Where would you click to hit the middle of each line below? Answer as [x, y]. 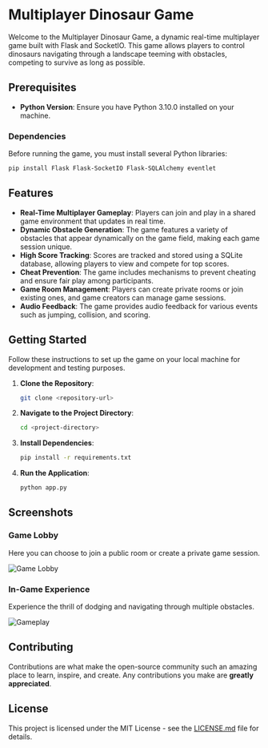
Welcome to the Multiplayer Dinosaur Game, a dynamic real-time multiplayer [134, 37]
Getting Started [48, 340]
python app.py [43, 488]
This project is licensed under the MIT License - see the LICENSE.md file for [134, 728]
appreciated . [30, 683]
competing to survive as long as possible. [77, 62]
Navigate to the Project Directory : [77, 413]
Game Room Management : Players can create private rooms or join [132, 289]
